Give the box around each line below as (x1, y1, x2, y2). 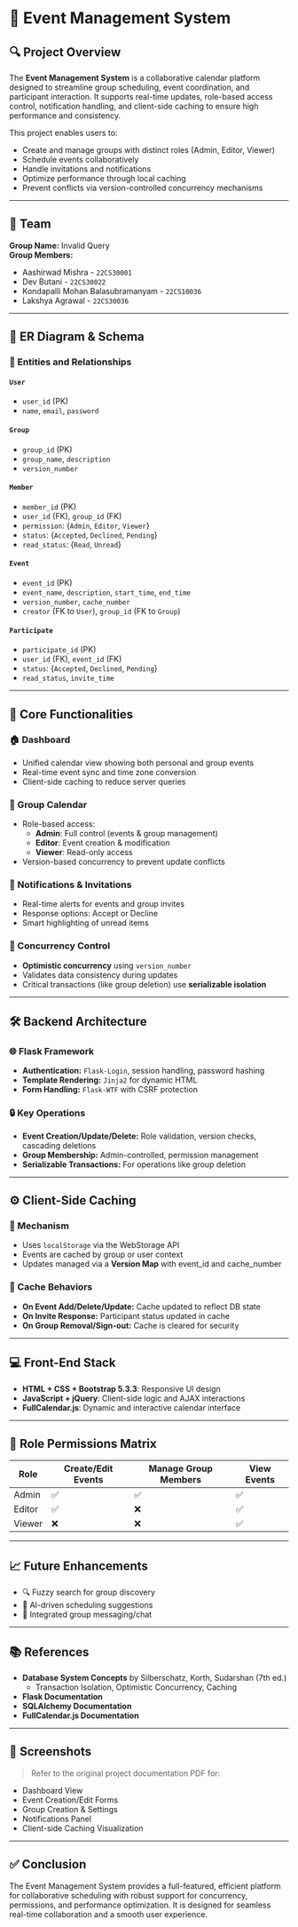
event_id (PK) (21, 577, 73, 588)
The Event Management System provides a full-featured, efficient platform (9, 1880, 281, 1891)
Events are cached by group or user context (21, 1249, 184, 1260)
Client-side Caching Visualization (21, 1822, 144, 1834)
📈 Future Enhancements (9, 1558, 149, 1573)
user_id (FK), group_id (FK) (21, 510, 122, 521)
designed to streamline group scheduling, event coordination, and (9, 82, 250, 92)
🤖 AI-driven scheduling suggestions (21, 1600, 153, 1611)
